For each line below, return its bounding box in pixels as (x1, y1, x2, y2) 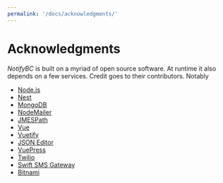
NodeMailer (17, 107, 52, 117)
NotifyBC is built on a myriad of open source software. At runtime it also (7, 64, 217, 73)
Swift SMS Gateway (17, 160, 76, 169)
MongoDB (17, 100, 47, 109)
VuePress (17, 146, 46, 154)
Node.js (17, 85, 41, 94)
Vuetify (17, 130, 39, 138)
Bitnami (17, 167, 40, 177)
